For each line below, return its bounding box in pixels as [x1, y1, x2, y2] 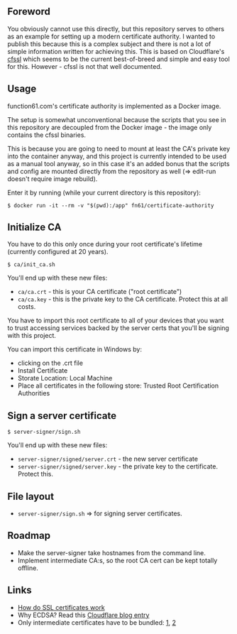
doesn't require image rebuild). [7, 174, 98, 183]
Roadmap [7, 530, 51, 542]
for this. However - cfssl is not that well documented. [7, 62, 162, 70]
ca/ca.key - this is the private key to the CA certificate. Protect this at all [17, 295, 228, 304]
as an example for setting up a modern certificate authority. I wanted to [7, 32, 216, 40]
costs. [17, 302, 36, 311]
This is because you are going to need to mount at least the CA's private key [7, 144, 231, 153]
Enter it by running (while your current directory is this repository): [7, 188, 201, 197]
